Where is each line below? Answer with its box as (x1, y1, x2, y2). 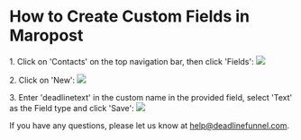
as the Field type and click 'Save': (9, 102, 134, 113)
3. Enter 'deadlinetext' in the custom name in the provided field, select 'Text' (9, 92, 293, 102)
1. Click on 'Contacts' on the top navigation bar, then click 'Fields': (9, 56, 254, 66)
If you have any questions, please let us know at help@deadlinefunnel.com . (9, 119, 290, 131)
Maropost (9, 25, 84, 46)
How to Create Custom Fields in (9, 6, 251, 27)
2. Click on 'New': (9, 74, 76, 85)
